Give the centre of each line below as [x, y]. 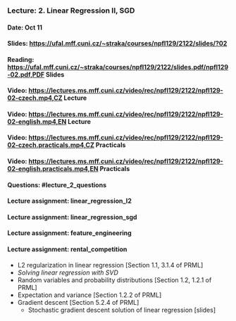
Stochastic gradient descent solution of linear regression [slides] [122, 310]
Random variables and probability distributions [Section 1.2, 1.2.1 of [114, 279]
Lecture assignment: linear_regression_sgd [72, 217]
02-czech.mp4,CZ [35, 98]
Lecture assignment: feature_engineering [69, 233]
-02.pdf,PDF [26, 74]
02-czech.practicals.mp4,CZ [51, 145]
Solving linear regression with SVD [68, 272]
